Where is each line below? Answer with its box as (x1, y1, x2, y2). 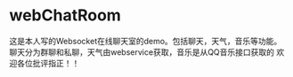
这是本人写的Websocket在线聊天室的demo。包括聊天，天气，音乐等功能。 (9, 35, 282, 46)
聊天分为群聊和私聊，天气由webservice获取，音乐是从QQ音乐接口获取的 (9, 46, 274, 58)
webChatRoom (9, 5, 122, 26)
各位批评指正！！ (16, 58, 80, 68)
